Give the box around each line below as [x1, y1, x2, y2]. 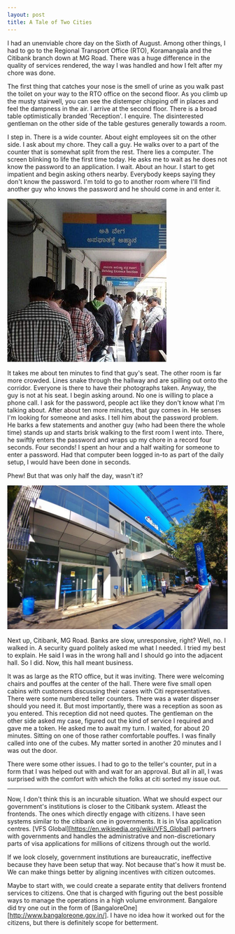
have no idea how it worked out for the [113, 911, 225, 919]
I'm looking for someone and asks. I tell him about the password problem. [7, 413, 219, 422]
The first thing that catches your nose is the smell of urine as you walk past [7, 82, 224, 90]
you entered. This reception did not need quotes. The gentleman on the [7, 709, 213, 717]
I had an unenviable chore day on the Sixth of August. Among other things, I [7, 38, 226, 47]
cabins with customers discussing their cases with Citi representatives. [7, 687, 212, 695]
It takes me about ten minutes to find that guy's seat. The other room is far [7, 368, 222, 377]
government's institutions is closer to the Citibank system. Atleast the [7, 802, 207, 810]
